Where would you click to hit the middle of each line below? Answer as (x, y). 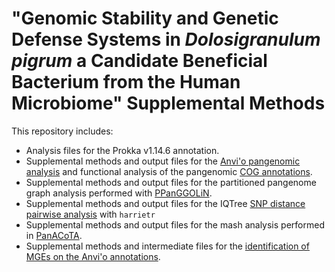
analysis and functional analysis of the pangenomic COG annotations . (169, 171)
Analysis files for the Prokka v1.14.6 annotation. (122, 150)
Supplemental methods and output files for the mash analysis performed (175, 224)
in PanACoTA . (54, 235)
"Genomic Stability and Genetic (145, 18)
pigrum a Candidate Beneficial (139, 61)
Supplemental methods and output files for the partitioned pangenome (171, 182)
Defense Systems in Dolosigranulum (166, 39)
